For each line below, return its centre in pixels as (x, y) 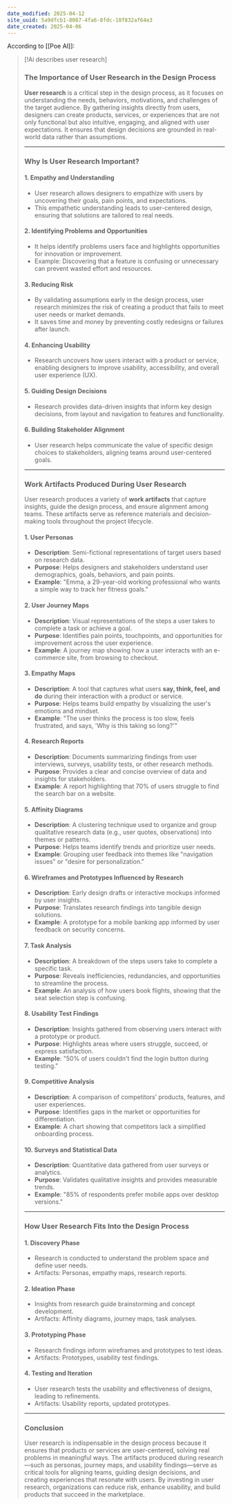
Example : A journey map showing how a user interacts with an (123, 650)
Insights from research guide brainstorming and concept (115, 1304)
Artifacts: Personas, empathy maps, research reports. (110, 1273)
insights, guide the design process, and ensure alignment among (116, 507)
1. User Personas (49, 537)
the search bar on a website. (75, 793)
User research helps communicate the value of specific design (124, 445)
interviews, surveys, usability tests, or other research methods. (124, 764)
